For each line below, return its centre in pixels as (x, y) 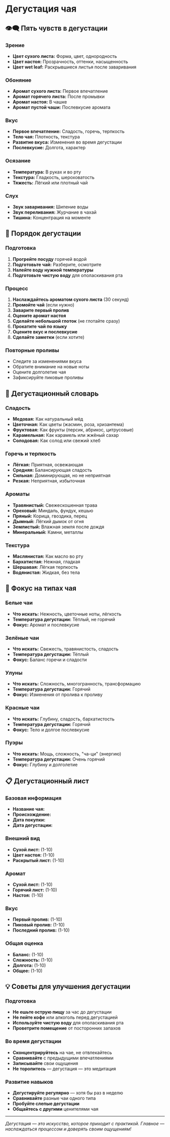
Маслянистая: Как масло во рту (48, 556)
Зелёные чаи (22, 638)
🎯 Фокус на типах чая (41, 588)
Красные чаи (22, 708)
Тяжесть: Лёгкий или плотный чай (50, 183)
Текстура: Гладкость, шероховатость (53, 177)
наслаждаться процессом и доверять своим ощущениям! (68, 1129)
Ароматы (17, 494)
